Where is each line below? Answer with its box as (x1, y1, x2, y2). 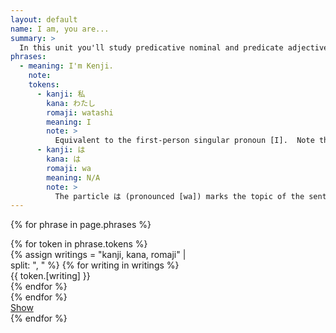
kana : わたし (46, 98, 96, 108)
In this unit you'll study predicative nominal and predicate (19, 42, 284, 53)
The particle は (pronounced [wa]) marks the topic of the (54, 191, 305, 201)
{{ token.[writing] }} (10, 270, 91, 282)
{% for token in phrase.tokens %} (10, 238, 148, 250)
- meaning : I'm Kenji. (19, 61, 114, 71)
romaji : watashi (46, 107, 114, 118)
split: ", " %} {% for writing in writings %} (10, 259, 180, 271)
